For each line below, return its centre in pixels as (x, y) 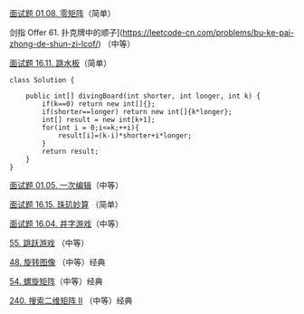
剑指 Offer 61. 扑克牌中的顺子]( (66, 33)
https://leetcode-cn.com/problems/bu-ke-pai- (208, 33)
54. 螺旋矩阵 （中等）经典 (56, 281)
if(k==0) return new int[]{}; (99, 104)
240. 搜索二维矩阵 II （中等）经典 (71, 300)
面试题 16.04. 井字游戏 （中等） (66, 224)
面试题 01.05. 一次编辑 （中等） (66, 185)
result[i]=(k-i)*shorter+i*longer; (125, 136)
